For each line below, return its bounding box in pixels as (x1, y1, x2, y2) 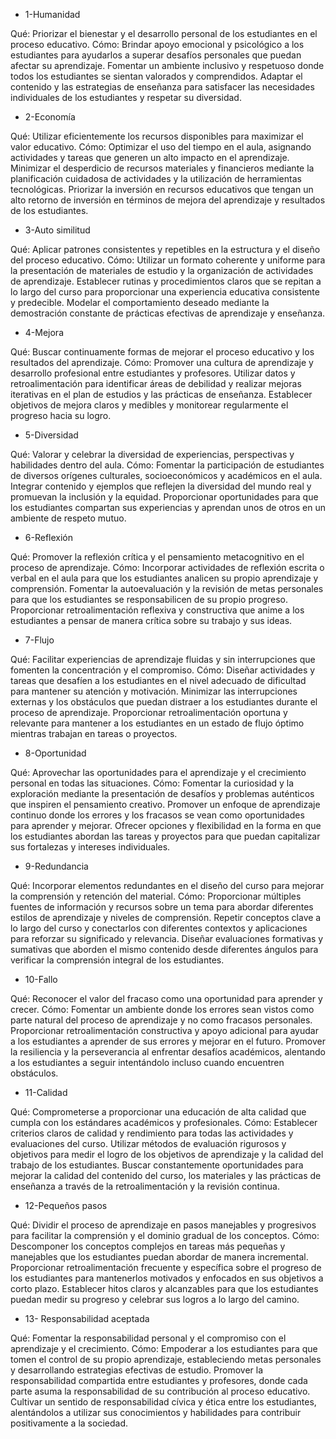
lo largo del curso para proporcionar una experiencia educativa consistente (10, 286, 320, 298)
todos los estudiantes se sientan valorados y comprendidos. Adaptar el (10, 70, 303, 82)
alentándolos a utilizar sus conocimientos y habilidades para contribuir (10, 1407, 302, 1418)
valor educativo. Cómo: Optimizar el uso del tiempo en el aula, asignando (10, 141, 312, 153)
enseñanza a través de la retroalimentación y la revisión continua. (10, 1180, 281, 1192)
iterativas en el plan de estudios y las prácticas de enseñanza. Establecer (10, 389, 313, 400)
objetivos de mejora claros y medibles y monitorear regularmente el (10, 399, 289, 411)
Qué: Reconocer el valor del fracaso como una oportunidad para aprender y (10, 993, 323, 1004)
